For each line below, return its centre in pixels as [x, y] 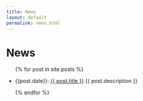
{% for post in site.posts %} [49, 69]
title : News [21, 12]
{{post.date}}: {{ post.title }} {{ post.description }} [76, 81]
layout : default [26, 17]
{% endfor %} [32, 93]
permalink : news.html [33, 23]
